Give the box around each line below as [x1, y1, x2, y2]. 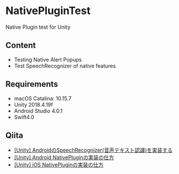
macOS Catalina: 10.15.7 [13, 95, 72, 102]
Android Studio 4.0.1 [13, 107, 63, 114]
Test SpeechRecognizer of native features [13, 62, 116, 69]
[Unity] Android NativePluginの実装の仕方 [13, 154, 114, 161]
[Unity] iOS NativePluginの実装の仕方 [13, 161, 104, 168]
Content [5, 40, 36, 50]
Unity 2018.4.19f [13, 101, 53, 108]
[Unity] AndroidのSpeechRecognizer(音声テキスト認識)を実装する [13, 146, 173, 153]
